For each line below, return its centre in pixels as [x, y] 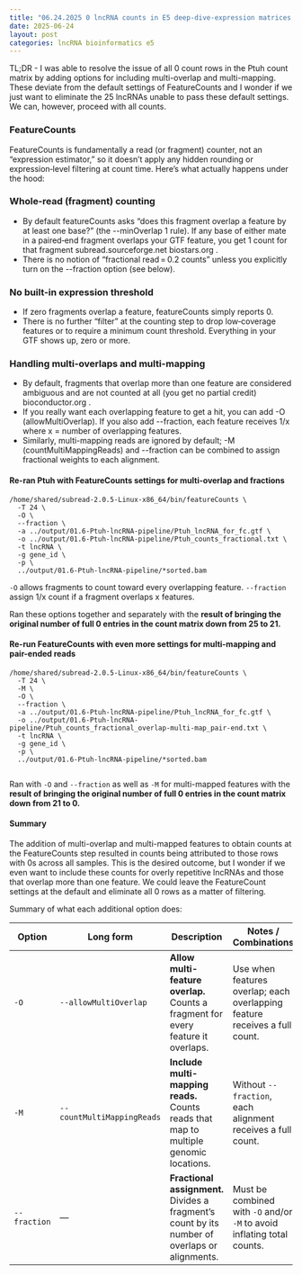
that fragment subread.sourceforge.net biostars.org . [120, 249]
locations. [190, 1163]
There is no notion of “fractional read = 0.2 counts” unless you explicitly [155, 259]
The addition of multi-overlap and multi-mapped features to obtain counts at [151, 844]
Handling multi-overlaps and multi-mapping [107, 364]
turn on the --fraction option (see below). [98, 269]
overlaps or [194, 1245]
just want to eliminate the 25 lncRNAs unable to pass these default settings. [149, 97]
